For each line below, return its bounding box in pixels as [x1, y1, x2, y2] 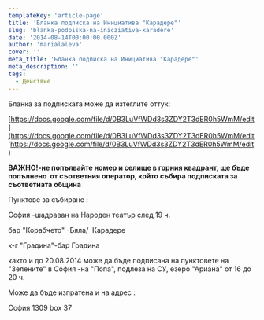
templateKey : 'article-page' [8, 11, 104, 20]
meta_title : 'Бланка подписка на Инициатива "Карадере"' [8, 56, 199, 64]
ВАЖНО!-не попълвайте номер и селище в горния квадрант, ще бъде [8, 163, 250, 172]
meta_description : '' [8, 63, 80, 71]
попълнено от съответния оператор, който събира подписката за [8, 171, 238, 181]
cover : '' [8, 48, 41, 56]
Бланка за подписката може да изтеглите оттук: [8, 99, 171, 109]
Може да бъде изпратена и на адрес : [8, 288, 136, 297]
